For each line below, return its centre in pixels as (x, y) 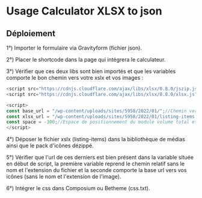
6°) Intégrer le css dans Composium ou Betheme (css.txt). (78, 188)
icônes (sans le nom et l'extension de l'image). (64, 177)
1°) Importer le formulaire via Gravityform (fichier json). (74, 48)
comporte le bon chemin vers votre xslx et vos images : (75, 78)
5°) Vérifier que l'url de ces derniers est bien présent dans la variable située (100, 158)
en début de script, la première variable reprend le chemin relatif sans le (96, 164)
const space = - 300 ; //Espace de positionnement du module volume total (98, 122)
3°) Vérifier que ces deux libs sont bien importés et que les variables (91, 71)
